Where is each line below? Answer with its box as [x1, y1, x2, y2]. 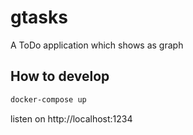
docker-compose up [10, 94, 87, 105]
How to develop [10, 68, 110, 85]
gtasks [10, 6, 68, 29]
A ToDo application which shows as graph [10, 39, 184, 51]
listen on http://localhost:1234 [10, 112, 133, 125]
